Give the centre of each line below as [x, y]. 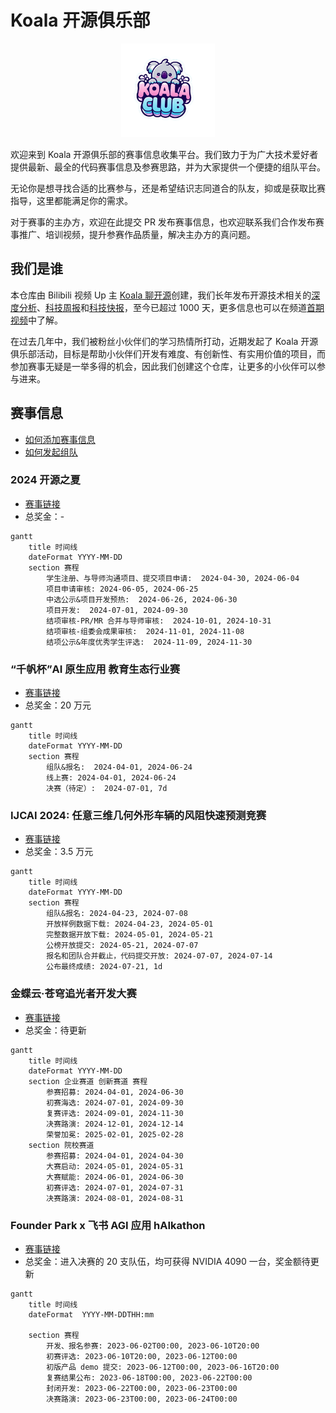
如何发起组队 [51, 452]
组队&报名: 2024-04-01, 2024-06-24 [119, 767]
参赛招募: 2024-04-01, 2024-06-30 [115, 1092]
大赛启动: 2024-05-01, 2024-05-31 [115, 1166]
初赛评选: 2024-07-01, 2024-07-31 [115, 1187]
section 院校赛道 [61, 1145]
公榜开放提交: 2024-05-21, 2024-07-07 [122, 946]
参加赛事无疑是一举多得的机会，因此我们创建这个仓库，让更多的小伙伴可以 [163, 366]
